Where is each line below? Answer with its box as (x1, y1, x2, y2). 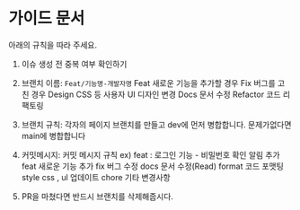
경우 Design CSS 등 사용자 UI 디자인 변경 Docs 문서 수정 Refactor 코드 (31, 89, 281, 100)
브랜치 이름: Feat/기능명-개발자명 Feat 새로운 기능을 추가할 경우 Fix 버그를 (21, 77, 276, 88)
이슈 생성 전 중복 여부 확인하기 (21, 58, 128, 69)
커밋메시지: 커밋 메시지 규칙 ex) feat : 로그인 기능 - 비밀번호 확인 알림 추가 (21, 149, 280, 160)
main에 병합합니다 (21, 130, 86, 141)
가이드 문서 (8, 8, 85, 29)
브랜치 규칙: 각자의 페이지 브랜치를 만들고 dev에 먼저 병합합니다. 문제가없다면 (21, 118, 292, 130)
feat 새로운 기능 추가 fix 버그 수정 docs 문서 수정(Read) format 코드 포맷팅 (21, 161, 284, 171)
